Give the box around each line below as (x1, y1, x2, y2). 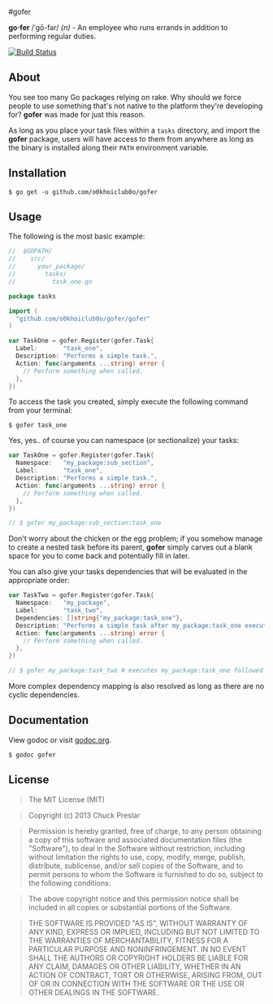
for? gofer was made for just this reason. (8, 109, 145, 119)
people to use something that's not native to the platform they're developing (8, 101, 263, 111)
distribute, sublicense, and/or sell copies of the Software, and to (28, 861, 244, 870)
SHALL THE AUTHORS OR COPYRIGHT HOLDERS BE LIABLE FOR (28, 953, 249, 962)
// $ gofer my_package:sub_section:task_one (8, 519, 162, 528)
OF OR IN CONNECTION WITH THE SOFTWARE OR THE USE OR (28, 979, 245, 989)
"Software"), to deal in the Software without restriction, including (28, 843, 245, 853)
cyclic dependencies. (8, 690, 80, 699)
